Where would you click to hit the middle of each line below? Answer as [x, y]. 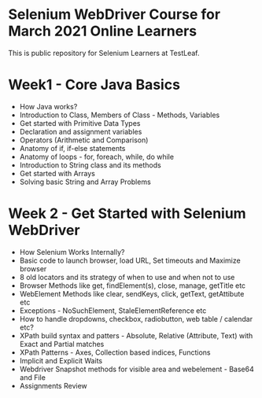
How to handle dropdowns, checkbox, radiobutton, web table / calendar [136, 319]
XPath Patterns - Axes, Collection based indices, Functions [115, 352]
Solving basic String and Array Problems [85, 182]
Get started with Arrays [57, 173]
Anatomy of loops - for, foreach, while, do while [97, 157]
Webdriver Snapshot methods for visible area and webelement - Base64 [137, 369]
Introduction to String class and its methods [90, 165]
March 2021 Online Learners [103, 31]
